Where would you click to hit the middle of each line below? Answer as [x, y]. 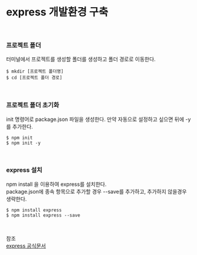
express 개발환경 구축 [57, 12]
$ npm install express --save [43, 215]
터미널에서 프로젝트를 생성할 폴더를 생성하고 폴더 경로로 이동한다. [81, 59]
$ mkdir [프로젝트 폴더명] [35, 71]
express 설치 [24, 170]
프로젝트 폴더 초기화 [33, 105]
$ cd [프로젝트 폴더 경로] [34, 78]
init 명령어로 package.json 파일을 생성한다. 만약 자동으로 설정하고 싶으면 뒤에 [95, 119]
